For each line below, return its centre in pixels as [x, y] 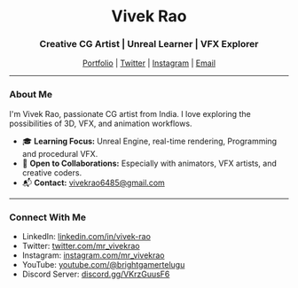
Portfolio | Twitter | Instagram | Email [149, 63]
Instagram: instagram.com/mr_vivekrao [94, 255]
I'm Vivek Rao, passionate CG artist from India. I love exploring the [130, 113]
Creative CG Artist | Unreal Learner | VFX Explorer [149, 44]
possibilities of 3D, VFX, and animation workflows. [101, 123]
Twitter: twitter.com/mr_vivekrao [81, 246]
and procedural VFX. [60, 153]
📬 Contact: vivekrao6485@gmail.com [94, 183]
